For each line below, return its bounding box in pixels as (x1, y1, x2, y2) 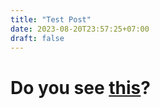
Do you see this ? (10, 76, 151, 99)
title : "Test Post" (10, 14, 92, 25)
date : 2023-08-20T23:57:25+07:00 (10, 24, 150, 34)
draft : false (10, 33, 65, 43)
